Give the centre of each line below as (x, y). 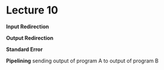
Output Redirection (30, 38)
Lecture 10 (32, 10)
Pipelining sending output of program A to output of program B (82, 61)
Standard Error (24, 49)
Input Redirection (28, 26)
